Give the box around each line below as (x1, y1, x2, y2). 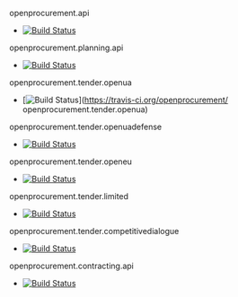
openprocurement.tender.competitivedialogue (9, 226, 180, 236)
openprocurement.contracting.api (9, 260, 135, 271)
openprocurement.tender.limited (9, 191, 128, 201)
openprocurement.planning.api (9, 42, 124, 53)
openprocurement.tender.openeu (9, 156, 133, 167)
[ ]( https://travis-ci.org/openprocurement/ (22, 94, 229, 105)
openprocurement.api (9, 8, 90, 18)
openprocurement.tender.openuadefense (9, 121, 163, 132)
